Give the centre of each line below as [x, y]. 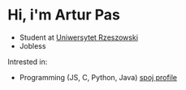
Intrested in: [28, 62]
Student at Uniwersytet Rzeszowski [79, 37]
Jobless [32, 45]
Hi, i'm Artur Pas [64, 15]
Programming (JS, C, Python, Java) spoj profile [98, 77]
